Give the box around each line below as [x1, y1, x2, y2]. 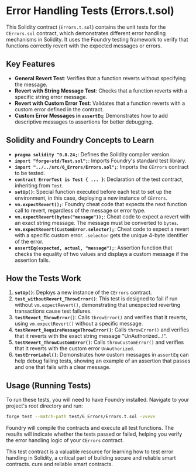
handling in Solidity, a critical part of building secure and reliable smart [6, 454, 176, 461]
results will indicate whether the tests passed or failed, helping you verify [6, 430, 183, 437]
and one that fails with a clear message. [14, 364, 111, 371]
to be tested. [14, 169, 46, 176]
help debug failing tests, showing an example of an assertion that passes [14, 357, 191, 364]
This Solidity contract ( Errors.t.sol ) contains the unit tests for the [6, 23, 166, 30]
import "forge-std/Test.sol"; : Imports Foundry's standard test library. [14, 157, 187, 164]
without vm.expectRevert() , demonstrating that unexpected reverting [14, 302, 181, 309]
